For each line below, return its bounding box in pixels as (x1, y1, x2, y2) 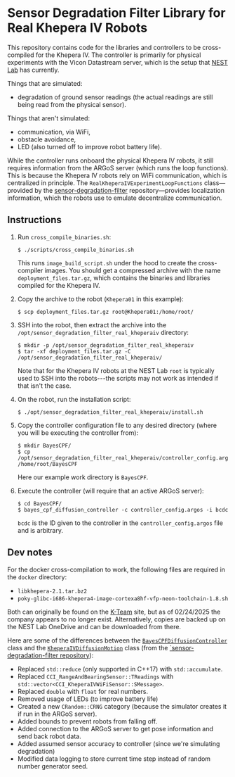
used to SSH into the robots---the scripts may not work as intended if (17, 374, 219, 382)
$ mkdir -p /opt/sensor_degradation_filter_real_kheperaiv (17, 341, 194, 349)
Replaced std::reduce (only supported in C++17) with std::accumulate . (17, 664, 223, 673)
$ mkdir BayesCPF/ (17, 442, 72, 449)
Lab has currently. (7, 65, 60, 74)
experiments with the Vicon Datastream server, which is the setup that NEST (7, 58, 228, 66)
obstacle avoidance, (17, 135, 76, 144)
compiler (17, 266, 43, 274)
